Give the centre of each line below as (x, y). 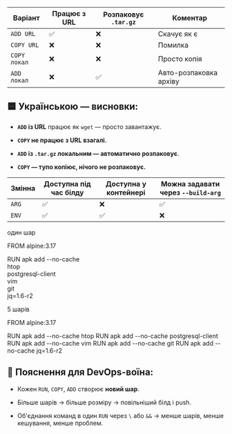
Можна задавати (191, 184)
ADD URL (23, 34)
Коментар (190, 18)
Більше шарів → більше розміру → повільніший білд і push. (104, 402)
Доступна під (67, 184)
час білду (67, 193)
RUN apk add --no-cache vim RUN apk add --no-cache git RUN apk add (110, 343)
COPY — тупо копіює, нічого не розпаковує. (81, 167)
